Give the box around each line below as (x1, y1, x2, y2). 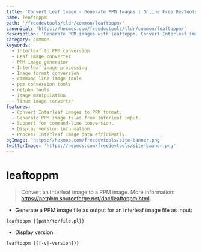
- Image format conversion (11, 70, 79, 76)
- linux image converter (11, 98, 74, 104)
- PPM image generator (11, 59, 69, 65)
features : (6, 103, 31, 110)
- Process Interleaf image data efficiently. (11, 131, 128, 138)
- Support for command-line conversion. (11, 121, 114, 127)
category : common (6, 37, 50, 43)
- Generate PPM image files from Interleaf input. (11, 115, 141, 121)
